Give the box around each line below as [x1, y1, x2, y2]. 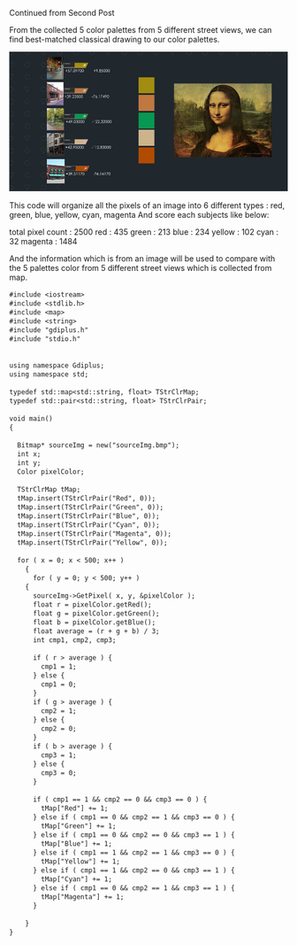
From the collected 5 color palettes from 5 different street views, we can [9, 25, 272, 35]
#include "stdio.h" [9, 335, 81, 344]
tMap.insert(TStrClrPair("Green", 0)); [17, 503, 164, 512]
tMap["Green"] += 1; [41, 822, 117, 831]
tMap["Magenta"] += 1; [41, 893, 125, 902]
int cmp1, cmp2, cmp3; [32, 636, 117, 645]
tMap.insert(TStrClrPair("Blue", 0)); [17, 512, 161, 521]
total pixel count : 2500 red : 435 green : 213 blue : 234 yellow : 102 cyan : [9, 227, 279, 237]
